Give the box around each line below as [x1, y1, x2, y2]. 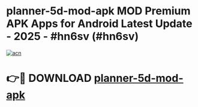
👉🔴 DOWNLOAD [6, 72, 92, 85]
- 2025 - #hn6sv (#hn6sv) [6, 30, 139, 43]
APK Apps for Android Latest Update [6, 17, 193, 30]
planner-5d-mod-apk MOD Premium [6, 4, 191, 18]
